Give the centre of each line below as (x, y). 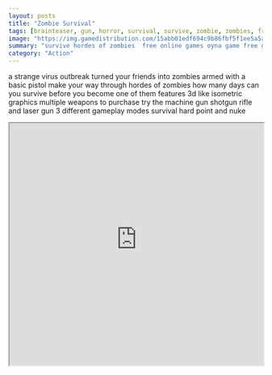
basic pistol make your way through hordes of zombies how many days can (134, 85)
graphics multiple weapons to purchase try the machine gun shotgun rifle (130, 102)
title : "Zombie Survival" (52, 23)
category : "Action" (41, 53)
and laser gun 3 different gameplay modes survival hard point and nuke (127, 111)
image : (19, 38)
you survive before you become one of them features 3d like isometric (126, 93)
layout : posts (32, 16)
